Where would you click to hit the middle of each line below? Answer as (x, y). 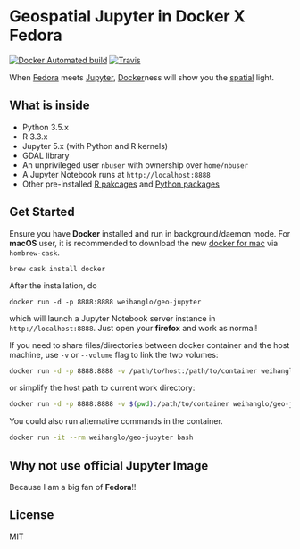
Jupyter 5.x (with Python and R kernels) (95, 146)
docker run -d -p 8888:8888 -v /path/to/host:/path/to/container (133, 371)
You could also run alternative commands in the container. (116, 421)
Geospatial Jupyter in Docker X (127, 17)
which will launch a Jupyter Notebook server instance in (112, 318)
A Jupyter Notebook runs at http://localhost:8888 (117, 174)
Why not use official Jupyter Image (109, 466)
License (32, 515)
